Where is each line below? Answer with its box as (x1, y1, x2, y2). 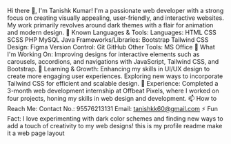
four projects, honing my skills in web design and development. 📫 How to (7, 95, 217, 102)
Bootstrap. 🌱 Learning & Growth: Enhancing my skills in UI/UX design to (7, 65, 210, 73)
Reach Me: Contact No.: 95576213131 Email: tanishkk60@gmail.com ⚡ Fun (7, 105, 219, 112)
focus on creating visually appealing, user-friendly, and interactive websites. (7, 14, 224, 22)
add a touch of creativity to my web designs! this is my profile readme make (7, 122, 223, 130)
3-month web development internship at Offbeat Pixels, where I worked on (7, 86, 219, 95)
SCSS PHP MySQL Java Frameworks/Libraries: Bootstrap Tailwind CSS (7, 36, 209, 44)
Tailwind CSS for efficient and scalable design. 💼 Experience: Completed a (7, 80, 219, 87)
